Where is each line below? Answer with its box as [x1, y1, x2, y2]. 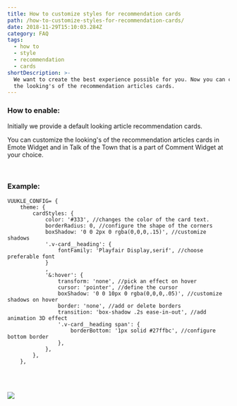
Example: [7, 181, 40, 191]
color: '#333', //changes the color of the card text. [44, 216, 210, 223]
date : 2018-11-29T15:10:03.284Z [7, 23, 102, 30]
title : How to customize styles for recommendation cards [7, 10, 181, 18]
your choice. [7, 150, 44, 159]
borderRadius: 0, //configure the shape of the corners [44, 222, 213, 229]
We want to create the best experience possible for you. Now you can [13, 75, 226, 83]
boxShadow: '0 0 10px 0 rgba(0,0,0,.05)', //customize [57, 290, 222, 297]
